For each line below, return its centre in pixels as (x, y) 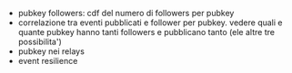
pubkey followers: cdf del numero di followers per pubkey (126, 13)
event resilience (48, 61)
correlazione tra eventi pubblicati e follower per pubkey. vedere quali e (151, 23)
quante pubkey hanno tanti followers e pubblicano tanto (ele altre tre (146, 32)
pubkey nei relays (51, 51)
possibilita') (40, 41)
